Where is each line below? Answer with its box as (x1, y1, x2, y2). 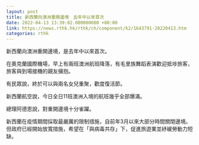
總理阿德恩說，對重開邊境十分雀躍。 (6, 105, 95, 112)
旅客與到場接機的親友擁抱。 (6, 67, 74, 75)
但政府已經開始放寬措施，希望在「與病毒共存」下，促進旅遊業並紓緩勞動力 (6, 125, 188, 133)
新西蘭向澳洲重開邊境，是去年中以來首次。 (6, 48, 110, 55)
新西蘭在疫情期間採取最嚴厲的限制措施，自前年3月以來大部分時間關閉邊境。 (6, 118, 191, 125)
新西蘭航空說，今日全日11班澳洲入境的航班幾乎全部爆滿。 (6, 93, 146, 100)
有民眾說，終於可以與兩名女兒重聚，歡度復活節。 (6, 80, 126, 88)
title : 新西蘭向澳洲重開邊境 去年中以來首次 (6, 14, 105, 20)
